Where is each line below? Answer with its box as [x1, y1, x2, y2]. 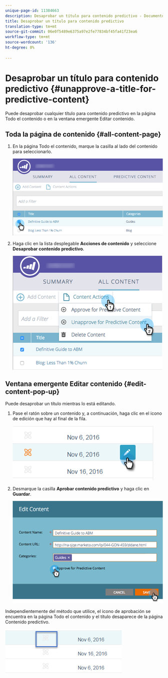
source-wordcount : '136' [5, 40, 57, 45]
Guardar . [12, 491, 31, 497]
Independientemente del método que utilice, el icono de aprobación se [5, 608, 151, 614]
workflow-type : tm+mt [5, 35, 50, 40]
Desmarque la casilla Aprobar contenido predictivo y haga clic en [12, 486, 149, 492]
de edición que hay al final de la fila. [12, 416, 87, 422]
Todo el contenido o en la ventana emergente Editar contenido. [5, 116, 135, 122]
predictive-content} [5, 94, 90, 105]
